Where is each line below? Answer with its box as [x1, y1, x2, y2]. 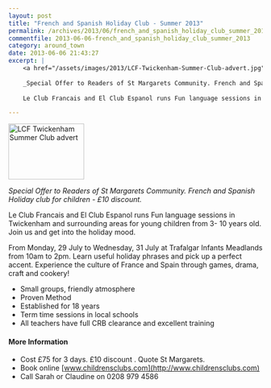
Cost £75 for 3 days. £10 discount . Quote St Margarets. [19, 355, 206, 365]
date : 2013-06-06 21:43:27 [8, 49, 99, 57]
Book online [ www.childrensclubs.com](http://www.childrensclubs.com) [19, 363, 261, 373]
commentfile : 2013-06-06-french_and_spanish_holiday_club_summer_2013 [8, 34, 251, 43]
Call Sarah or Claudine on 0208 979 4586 [19, 372, 159, 382]
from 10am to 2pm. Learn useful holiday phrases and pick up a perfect [8, 251, 242, 262]
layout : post [8, 11, 52, 20]
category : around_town [8, 42, 85, 50]
